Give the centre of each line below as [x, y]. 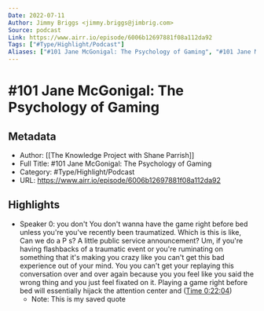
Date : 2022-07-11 [37, 15]
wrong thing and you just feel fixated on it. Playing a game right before [134, 282]
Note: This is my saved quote [78, 298]
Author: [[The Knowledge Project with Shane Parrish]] [107, 155]
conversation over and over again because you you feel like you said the [136, 274]
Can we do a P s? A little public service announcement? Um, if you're [131, 240]
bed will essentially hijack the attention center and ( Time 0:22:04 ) [126, 291]
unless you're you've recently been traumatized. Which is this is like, [130, 232]
